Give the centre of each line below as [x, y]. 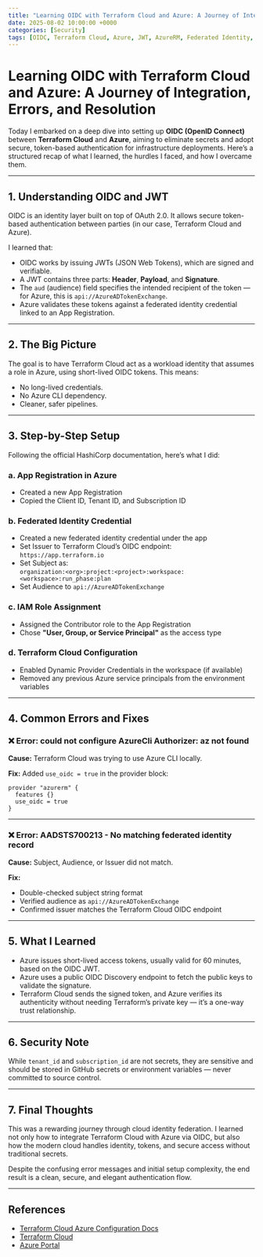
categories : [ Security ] [47, 30]
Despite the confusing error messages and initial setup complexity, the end [129, 1169]
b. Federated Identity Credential [70, 521]
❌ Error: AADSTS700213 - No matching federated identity [120, 835]
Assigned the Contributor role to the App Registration [105, 624]
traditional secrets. [38, 1154]
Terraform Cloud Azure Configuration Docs [89, 1229]
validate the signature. [55, 985]
